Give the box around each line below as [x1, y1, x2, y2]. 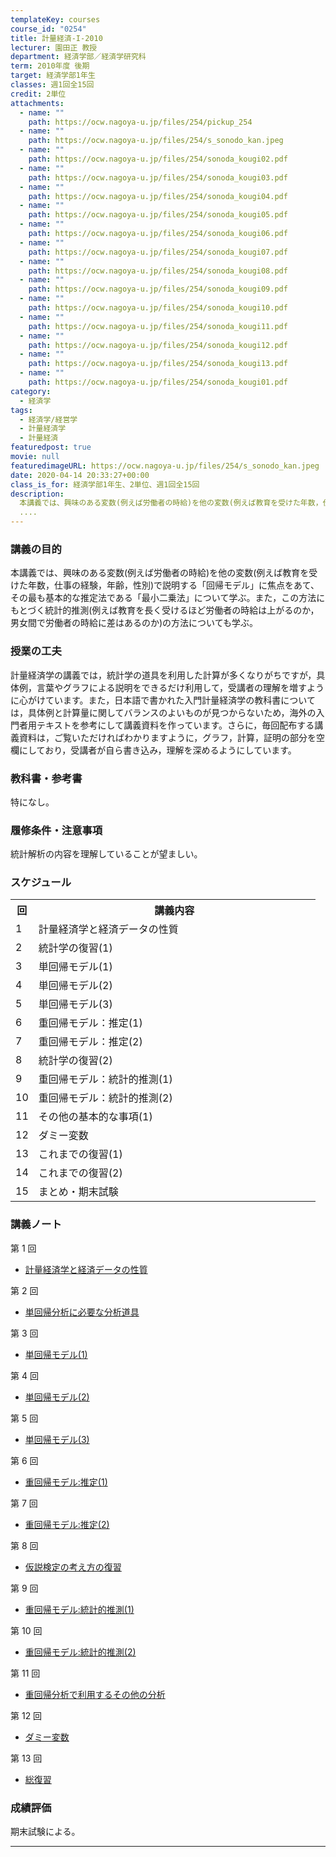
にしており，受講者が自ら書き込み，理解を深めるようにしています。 [18, 744, 297, 756]
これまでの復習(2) [38, 1166, 123, 1180]
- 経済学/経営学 [19, 414, 78, 425]
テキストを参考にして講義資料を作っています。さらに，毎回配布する [36, 719, 315, 731]
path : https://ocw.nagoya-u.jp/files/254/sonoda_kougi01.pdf [28, 377, 288, 387]
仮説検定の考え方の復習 [24, 1561, 122, 1573]
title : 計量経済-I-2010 [10, 33, 103, 43]
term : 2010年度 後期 [10, 61, 90, 71]
